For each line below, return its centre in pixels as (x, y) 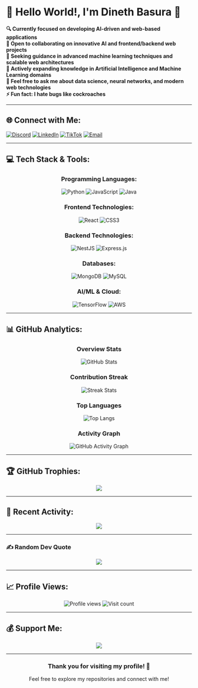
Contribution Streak (99, 377)
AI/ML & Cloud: (99, 291)
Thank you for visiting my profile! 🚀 (99, 666)
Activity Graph (99, 433)
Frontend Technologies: (99, 207)
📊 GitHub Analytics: (44, 330)
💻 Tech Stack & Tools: (48, 160)
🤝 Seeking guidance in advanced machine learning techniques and (89, 56)
